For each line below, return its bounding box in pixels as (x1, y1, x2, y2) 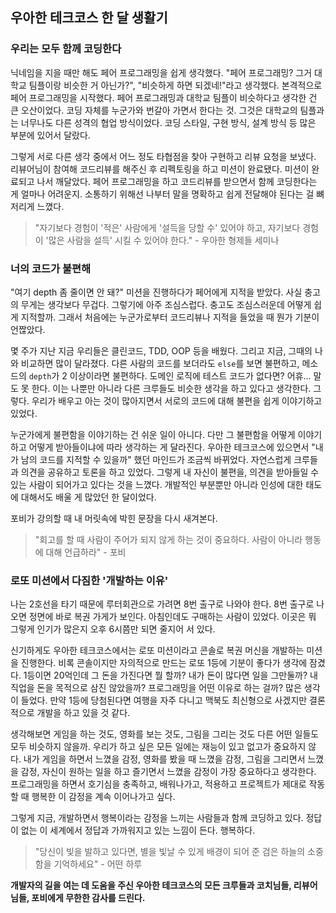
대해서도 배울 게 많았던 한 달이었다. (20, 491, 157, 503)
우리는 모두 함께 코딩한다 (10, 42, 122, 56)
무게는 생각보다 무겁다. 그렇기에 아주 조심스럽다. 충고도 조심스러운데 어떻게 (20, 298, 312, 310)
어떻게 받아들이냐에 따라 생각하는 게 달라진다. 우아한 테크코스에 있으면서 (28, 441, 310, 453)
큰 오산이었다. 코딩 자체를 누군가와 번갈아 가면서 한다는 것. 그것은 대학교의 (10, 104, 298, 116)
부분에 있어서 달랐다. (10, 129, 91, 141)
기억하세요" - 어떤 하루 (53, 858, 143, 870)
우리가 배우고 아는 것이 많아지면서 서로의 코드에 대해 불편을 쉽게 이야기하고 (31, 394, 323, 407)
